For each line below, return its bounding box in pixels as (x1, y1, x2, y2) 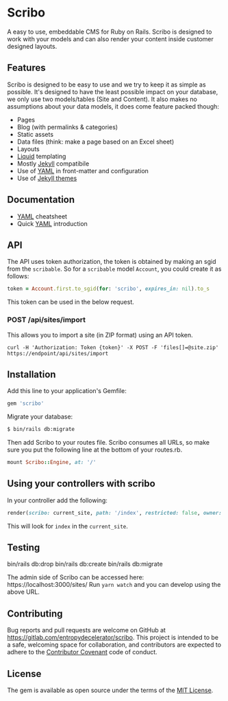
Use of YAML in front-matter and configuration (16, 166, 149, 175)
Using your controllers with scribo (7, 478, 155, 489)
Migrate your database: (7, 412, 73, 421)
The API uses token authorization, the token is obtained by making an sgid (7, 258, 217, 266)
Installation (7, 368, 56, 380)
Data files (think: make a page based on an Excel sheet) (16, 137, 175, 146)
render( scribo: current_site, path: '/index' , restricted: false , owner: (7, 509, 223, 516)
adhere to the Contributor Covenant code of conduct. (7, 648, 157, 656)
